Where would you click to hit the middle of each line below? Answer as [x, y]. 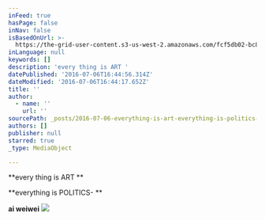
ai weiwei [24, 209]
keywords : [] [30, 60]
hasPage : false [33, 23]
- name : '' [33, 104]
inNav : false [30, 30]
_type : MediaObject [40, 148]
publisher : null [35, 133]
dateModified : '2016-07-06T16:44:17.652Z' [79, 82]
